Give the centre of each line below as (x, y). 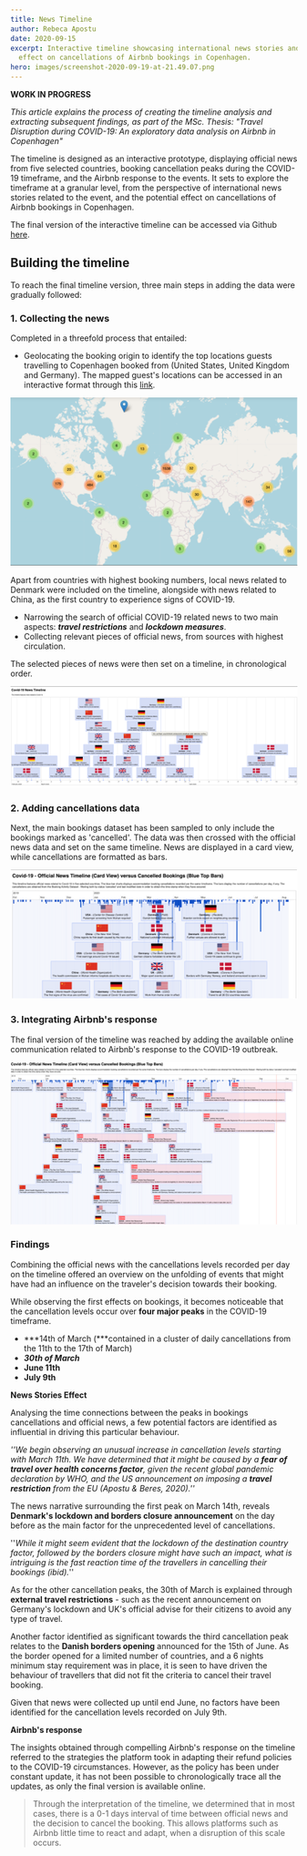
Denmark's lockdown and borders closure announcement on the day (143, 1515)
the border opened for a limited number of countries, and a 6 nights (137, 1656)
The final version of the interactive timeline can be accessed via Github (143, 225)
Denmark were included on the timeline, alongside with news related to (143, 590)
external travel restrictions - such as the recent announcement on (136, 1599)
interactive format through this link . (89, 385)
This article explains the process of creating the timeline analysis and (141, 112)
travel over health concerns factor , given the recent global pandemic (142, 1469)
